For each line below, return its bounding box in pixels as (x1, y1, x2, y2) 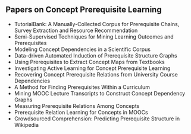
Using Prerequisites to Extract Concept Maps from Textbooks (14, 58, 165, 65)
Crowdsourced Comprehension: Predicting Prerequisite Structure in (14, 115, 180, 122)
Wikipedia (14, 121, 39, 128)
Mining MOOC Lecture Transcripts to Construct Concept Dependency (14, 90, 186, 97)
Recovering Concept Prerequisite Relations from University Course (14, 71, 178, 78)
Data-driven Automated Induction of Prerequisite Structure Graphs (14, 52, 177, 59)
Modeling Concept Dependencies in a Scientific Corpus (14, 46, 151, 53)
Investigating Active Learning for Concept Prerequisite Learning (14, 65, 171, 72)
